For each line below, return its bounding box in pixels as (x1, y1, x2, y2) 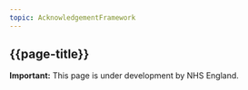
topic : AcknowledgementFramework (9, 13, 136, 22)
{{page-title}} (9, 47, 90, 62)
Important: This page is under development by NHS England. (9, 70, 239, 81)
